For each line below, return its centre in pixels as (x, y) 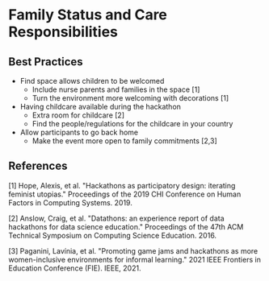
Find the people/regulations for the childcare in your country (132, 124)
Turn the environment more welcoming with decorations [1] (130, 98)
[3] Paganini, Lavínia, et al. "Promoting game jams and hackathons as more (133, 250)
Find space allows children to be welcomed (92, 81)
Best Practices (46, 62)
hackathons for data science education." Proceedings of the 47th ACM (126, 226)
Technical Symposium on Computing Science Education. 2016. (112, 235)
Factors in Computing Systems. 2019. (71, 202)
